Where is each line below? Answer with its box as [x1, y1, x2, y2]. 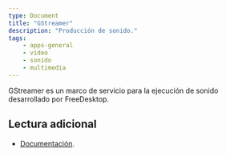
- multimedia [22, 64, 67, 72]
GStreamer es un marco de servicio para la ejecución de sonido [8, 86, 219, 95]
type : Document [8, 11, 59, 20]
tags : [8, 34, 26, 42]
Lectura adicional [8, 118, 97, 131]
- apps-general [22, 42, 74, 50]
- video [22, 49, 48, 57]
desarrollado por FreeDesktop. [8, 94, 110, 104]
